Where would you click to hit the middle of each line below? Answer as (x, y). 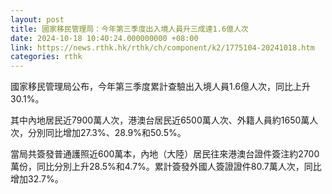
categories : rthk (46, 57)
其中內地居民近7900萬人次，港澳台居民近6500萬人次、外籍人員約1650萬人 (164, 120)
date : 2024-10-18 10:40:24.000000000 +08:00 (104, 38)
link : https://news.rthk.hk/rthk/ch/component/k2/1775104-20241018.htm (162, 47)
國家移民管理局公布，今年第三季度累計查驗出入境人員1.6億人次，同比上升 (161, 87)
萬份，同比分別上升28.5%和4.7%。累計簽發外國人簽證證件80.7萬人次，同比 (166, 167)
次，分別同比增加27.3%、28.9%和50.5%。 (98, 133)
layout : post (37, 19)
